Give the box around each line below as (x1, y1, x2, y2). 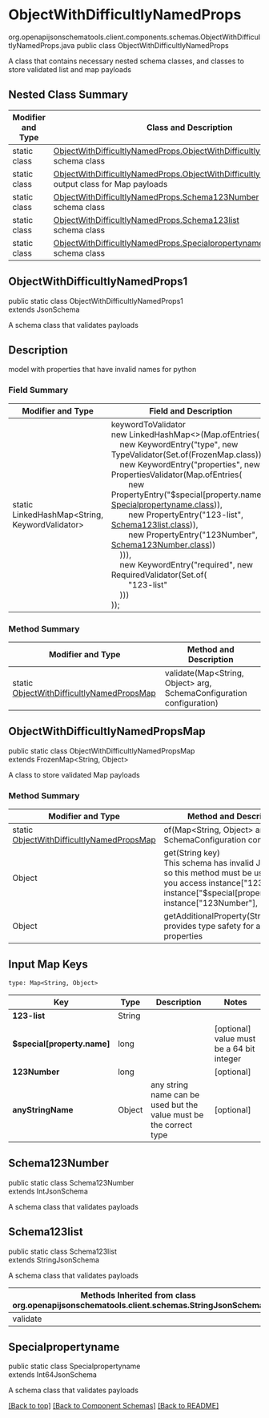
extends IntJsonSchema (8, 1186, 88, 1196)
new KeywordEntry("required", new (119, 559, 254, 570)
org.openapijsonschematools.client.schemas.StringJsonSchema (12, 1299, 264, 1311)
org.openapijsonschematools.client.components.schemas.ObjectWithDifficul (8, 32, 261, 42)
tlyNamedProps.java (8, 40, 75, 50)
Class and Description (147, 122, 233, 133)
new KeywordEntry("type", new (119, 438, 239, 450)
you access (163, 878, 207, 889)
